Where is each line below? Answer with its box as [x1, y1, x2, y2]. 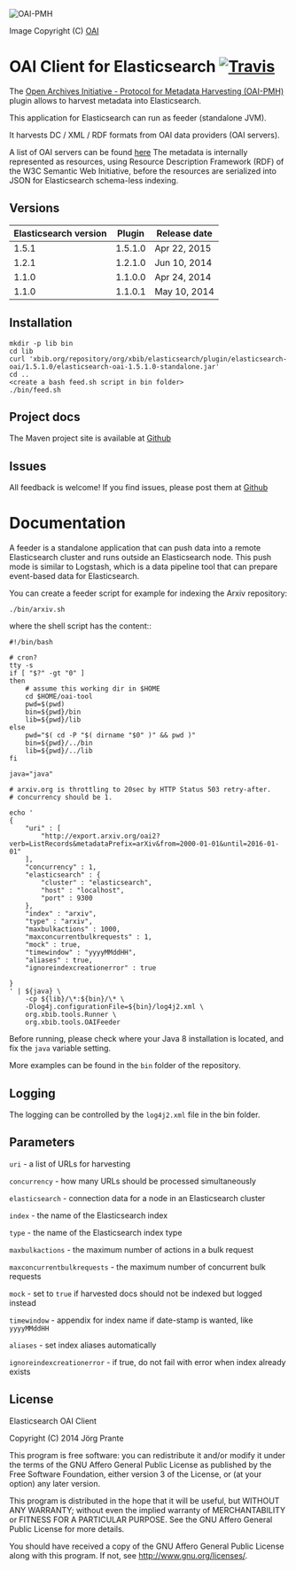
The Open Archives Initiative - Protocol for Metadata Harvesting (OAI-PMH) [9, 85, 284, 97]
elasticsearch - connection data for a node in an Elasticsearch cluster [9, 1192, 266, 1203]
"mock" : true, [25, 941, 82, 949]
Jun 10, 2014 [154, 256, 213, 269]
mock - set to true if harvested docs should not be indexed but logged [9, 1288, 263, 1299]
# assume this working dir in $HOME [25, 684, 161, 693]
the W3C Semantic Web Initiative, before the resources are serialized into [9, 165, 277, 176]
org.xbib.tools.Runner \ [25, 1011, 117, 1019]
